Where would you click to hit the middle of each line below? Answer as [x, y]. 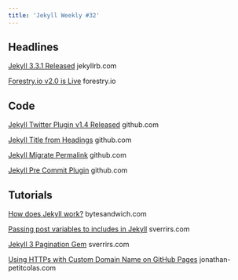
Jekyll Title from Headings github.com [70, 140]
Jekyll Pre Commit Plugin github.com [68, 170]
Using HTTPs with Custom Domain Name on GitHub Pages [103, 260]
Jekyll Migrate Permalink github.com [68, 155]
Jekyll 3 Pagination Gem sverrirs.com [69, 245]
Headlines [33, 47]
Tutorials [30, 195]
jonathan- [215, 260]
